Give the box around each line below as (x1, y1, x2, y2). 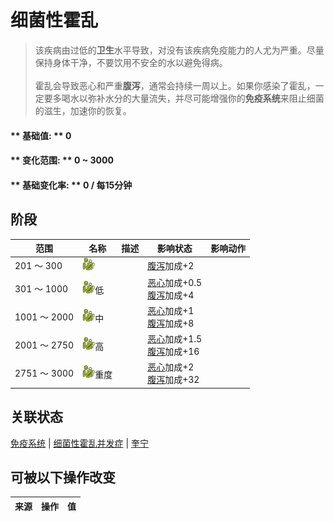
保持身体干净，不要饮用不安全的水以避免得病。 (34, 56, 228, 68)
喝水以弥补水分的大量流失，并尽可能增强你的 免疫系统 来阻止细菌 (61, 92, 325, 104)
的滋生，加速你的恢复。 (34, 104, 132, 116)
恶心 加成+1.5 (147, 333, 203, 345)
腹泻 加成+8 (147, 317, 195, 329)
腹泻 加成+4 (147, 289, 195, 301)
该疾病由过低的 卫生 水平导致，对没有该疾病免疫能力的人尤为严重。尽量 (34, 44, 325, 56)
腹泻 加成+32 (147, 374, 200, 386)
